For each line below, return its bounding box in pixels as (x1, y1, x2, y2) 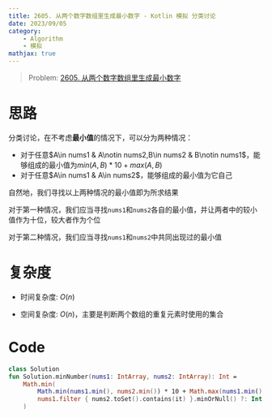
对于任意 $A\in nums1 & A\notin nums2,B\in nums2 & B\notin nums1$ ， (19, 149, 253, 159)
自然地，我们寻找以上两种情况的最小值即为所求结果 (8, 187, 179, 197)
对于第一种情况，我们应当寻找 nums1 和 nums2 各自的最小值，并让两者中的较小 (8, 205, 257, 214)
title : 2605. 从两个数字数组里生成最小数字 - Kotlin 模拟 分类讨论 (8, 11, 216, 20)
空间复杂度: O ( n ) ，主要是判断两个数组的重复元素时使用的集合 (19, 309, 224, 319)
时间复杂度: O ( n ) (19, 291, 75, 301)
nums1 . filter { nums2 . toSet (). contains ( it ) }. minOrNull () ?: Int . (37, 395, 266, 403)
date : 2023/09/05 (8, 19, 67, 28)
